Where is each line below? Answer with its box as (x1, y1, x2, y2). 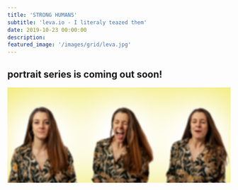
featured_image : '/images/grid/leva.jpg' (7, 41, 132, 49)
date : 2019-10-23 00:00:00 (7, 26, 87, 33)
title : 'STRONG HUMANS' (7, 11, 78, 18)
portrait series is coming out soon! (7, 68, 163, 81)
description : (7, 34, 46, 41)
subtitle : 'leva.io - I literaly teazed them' (7, 18, 147, 26)
